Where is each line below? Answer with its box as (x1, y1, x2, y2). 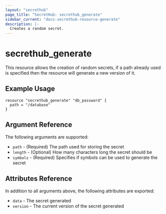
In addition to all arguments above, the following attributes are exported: (5, 188, 155, 194)
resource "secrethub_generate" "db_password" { (5, 98, 107, 103)
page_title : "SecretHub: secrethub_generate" (5, 12, 102, 17)
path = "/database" (10, 102, 51, 108)
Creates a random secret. (10, 26, 64, 31)
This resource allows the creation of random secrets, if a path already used (5, 65, 161, 71)
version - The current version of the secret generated (12, 203, 124, 209)
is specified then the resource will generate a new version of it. (5, 70, 136, 76)
